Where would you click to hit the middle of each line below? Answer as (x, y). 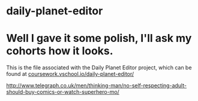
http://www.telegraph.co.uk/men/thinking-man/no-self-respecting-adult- (97, 85)
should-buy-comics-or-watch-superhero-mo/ (63, 92)
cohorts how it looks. (60, 51)
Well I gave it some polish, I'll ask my (99, 39)
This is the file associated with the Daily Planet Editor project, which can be (99, 68)
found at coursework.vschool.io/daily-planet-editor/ (70, 74)
